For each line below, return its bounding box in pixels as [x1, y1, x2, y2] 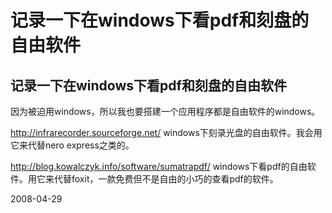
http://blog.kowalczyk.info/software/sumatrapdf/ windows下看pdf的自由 [10, 161, 308, 172]
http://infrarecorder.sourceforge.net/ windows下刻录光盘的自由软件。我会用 [10, 127, 323, 138]
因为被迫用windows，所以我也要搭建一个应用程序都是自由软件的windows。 [10, 106, 321, 117]
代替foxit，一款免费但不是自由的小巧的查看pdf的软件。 [53, 173, 279, 185]
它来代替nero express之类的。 [10, 139, 135, 151]
